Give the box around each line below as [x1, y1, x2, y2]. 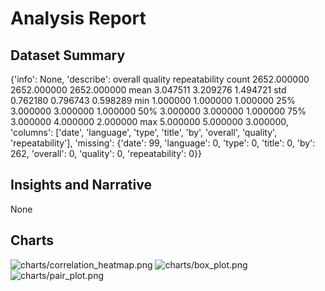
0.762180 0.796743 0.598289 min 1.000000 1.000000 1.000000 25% [10, 95, 296, 106]
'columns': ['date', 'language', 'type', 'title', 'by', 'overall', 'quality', [10, 127, 278, 138]
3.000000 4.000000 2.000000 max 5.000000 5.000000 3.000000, [10, 116, 289, 127]
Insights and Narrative [10, 177, 152, 194]
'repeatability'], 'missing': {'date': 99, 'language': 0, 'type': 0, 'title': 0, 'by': [10, 137, 316, 149]
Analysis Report [10, 7, 147, 30]
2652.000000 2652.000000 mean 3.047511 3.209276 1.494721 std [10, 84, 287, 96]
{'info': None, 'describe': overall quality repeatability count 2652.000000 [10, 73, 310, 85]
